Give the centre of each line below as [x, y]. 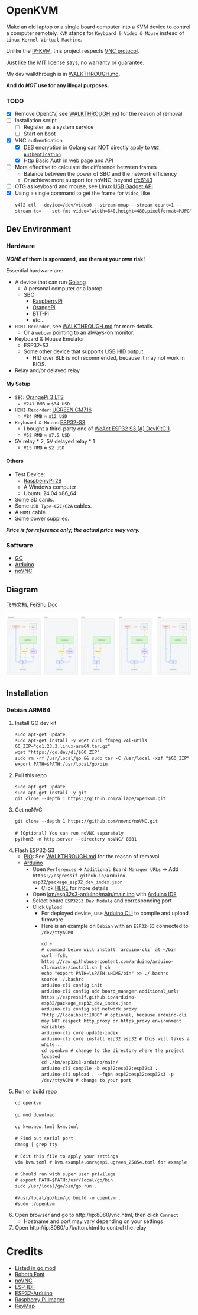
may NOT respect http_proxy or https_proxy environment [111, 1021]
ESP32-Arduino [33, 1293]
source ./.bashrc [62, 980]
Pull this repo [31, 775]
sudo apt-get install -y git [51, 793]
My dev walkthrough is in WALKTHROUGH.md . [63, 74]
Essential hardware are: [35, 270]
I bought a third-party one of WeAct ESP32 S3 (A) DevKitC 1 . [97, 429]
